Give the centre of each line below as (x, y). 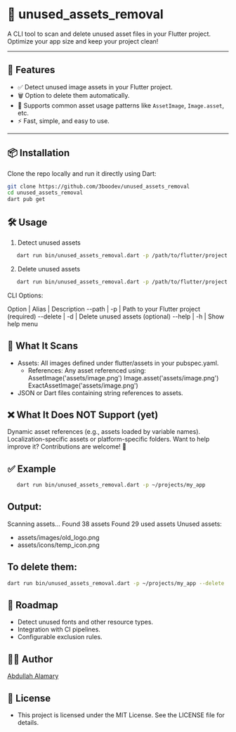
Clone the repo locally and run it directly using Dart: (82, 173)
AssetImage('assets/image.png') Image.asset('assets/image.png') (123, 378)
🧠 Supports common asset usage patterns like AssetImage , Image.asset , (121, 105)
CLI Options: (25, 295)
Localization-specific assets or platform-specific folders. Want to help (109, 439)
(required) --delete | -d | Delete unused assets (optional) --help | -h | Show (116, 316)
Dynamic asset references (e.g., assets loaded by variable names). (104, 432)
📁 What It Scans (43, 346)
